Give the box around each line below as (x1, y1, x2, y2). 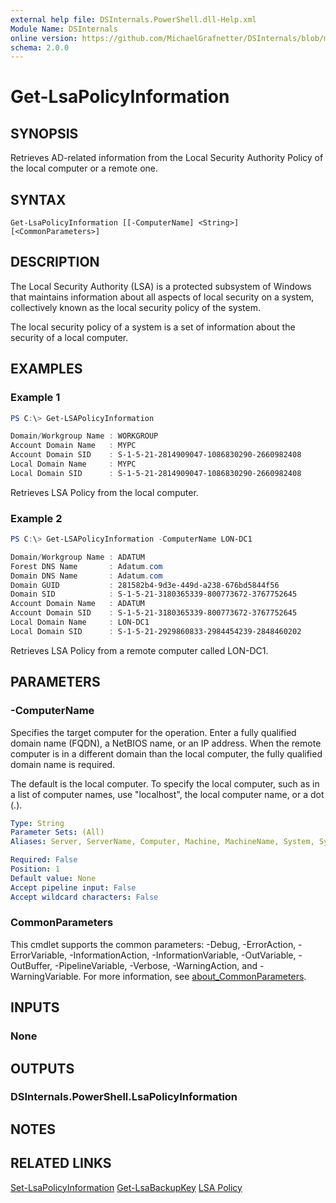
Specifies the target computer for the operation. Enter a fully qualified (10, 726, 297, 738)
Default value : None (10, 873, 97, 883)
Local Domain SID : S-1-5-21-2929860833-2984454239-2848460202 (10, 626, 302, 636)
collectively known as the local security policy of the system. (10, 301, 261, 313)
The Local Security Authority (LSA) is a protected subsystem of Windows (10, 280, 312, 292)
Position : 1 (10, 864, 60, 875)
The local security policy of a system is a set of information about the (10, 321, 296, 333)
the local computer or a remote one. (10, 162, 159, 175)
